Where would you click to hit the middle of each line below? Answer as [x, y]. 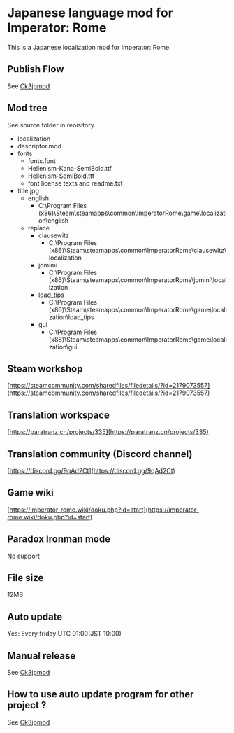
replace [39, 228]
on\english [53, 220]
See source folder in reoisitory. [51, 125]
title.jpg [28, 190]
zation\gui [63, 347]
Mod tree [27, 108]
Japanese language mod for [90, 13]
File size [25, 578]
